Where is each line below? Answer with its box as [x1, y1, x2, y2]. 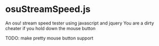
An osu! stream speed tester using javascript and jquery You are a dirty [5, 20, 154, 26]
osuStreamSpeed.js [5, 3, 90, 15]
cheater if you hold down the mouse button [5, 25, 96, 31]
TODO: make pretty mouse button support [5, 35, 93, 41]
